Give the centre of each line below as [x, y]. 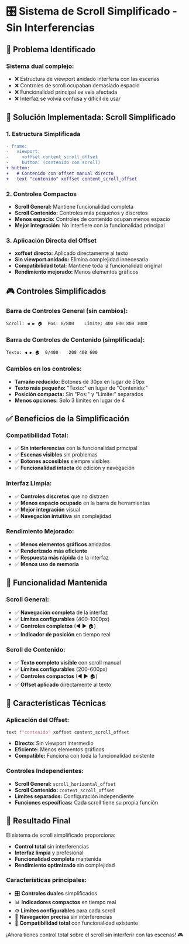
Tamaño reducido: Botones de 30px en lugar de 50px [80, 381]
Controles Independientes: [45, 771]
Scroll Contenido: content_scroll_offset [64, 790]
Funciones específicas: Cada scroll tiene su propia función [86, 802]
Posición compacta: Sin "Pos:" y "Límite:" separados [79, 394]
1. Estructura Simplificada [43, 134]
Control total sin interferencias [52, 846]
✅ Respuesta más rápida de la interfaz [62, 557]
